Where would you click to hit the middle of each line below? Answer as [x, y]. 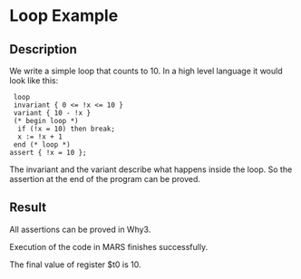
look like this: [34, 81]
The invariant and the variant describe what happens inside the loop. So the [151, 169]
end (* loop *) [42, 145]
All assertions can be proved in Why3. [80, 229]
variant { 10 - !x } [52, 113]
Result [28, 208]
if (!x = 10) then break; [67, 129]
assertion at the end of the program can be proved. [105, 179]
